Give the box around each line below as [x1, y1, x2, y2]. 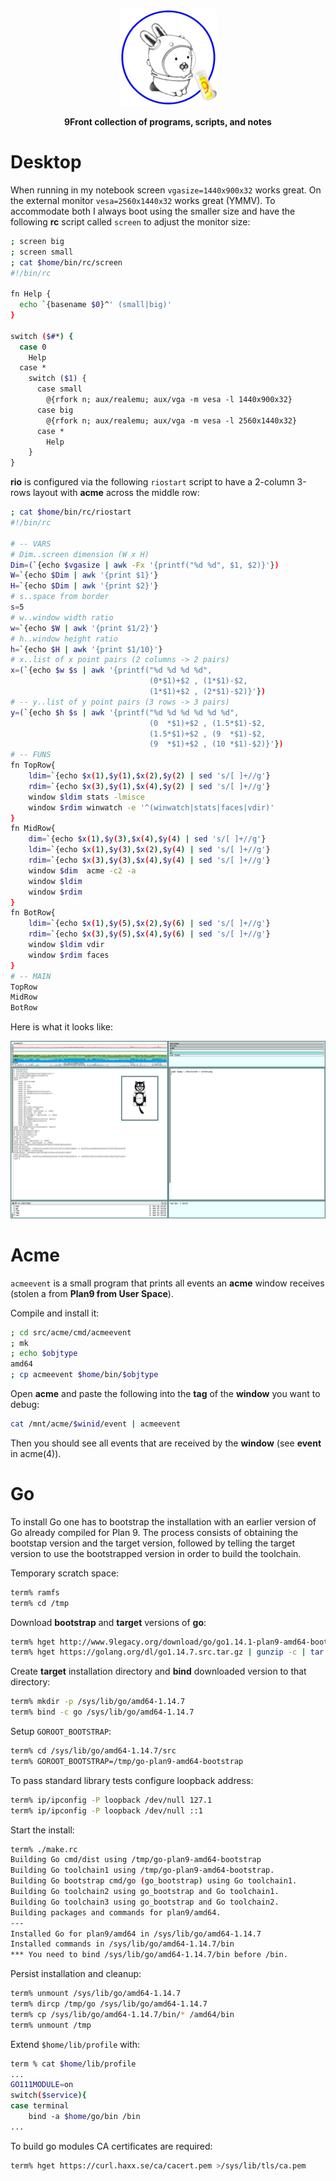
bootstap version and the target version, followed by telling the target [10, 1537, 295, 1549]
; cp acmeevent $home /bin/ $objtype [10, 1370, 159, 1380]
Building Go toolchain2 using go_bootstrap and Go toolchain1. [10, 1887, 280, 1897]
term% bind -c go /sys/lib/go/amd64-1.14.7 [10, 1707, 195, 1718]
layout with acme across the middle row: [32, 487, 200, 499]
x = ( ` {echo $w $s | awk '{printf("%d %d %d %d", [10, 665, 213, 676]
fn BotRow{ [10, 908, 56, 918]
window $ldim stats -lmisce [28, 792, 145, 802]
